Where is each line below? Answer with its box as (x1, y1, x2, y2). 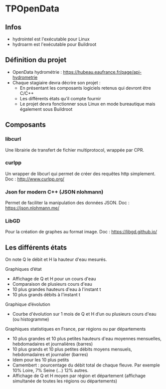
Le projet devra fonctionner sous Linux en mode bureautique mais (19, 101, 156, 107)
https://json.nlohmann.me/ (5, 205, 60, 211)
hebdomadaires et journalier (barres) (12, 352, 88, 358)
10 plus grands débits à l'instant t (12, 292, 81, 298)
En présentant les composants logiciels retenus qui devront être (19, 85, 151, 91)
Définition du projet (5, 56, 67, 64)
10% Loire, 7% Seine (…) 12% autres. (12, 368, 89, 374)
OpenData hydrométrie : (12, 69, 62, 75)
